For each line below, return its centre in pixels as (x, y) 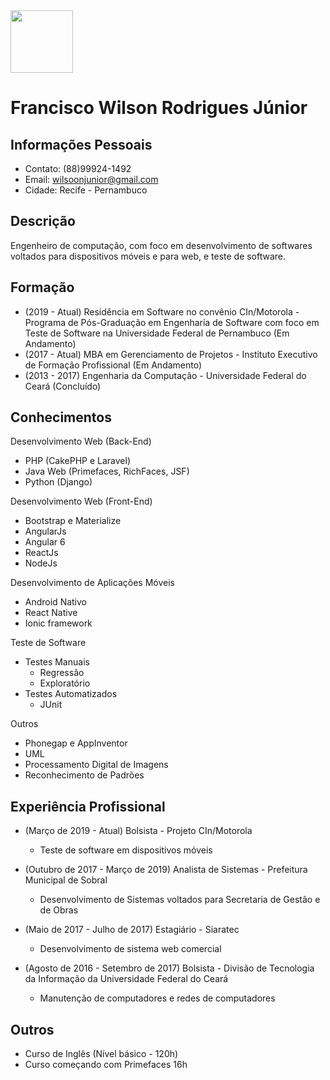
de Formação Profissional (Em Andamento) (113, 365)
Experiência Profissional (88, 806)
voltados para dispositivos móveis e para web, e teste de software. (148, 256)
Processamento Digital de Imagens (96, 765)
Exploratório (65, 683)
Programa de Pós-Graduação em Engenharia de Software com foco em (172, 322)
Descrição (43, 221)
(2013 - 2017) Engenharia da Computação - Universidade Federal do (165, 375)
